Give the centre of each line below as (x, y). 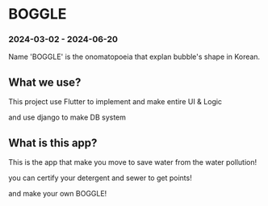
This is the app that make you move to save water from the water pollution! (133, 162)
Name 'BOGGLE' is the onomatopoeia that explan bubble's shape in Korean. (134, 57)
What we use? (45, 82)
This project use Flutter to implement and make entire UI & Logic (115, 102)
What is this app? (53, 143)
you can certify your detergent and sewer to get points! (100, 178)
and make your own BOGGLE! (58, 194)
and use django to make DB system (67, 117)
